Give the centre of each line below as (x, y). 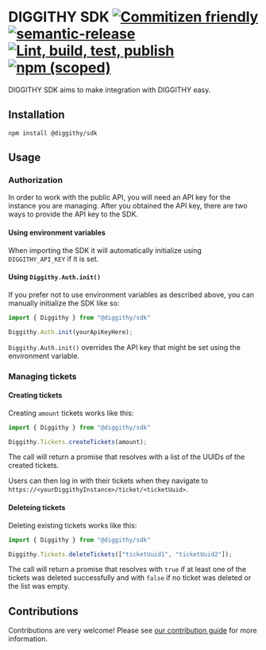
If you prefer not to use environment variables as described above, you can (131, 294)
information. (28, 639)
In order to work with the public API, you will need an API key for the (120, 197)
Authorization (36, 181)
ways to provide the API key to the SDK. (73, 214)
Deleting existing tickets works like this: (73, 525)
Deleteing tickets (37, 508)
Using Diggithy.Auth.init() (54, 277)
